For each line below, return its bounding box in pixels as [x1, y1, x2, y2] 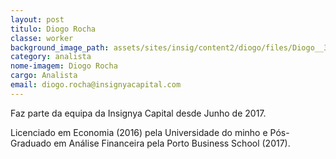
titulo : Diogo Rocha [10, 24, 97, 34]
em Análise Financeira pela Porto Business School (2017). [53, 137, 291, 149]
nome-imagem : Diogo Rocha [10, 61, 118, 71]
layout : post [10, 14, 65, 25]
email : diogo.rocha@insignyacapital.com [10, 80, 182, 90]
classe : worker [10, 33, 74, 43]
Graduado [10, 137, 52, 149]
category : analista [10, 52, 92, 62]
